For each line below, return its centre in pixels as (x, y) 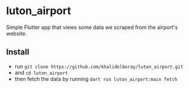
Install (18, 52)
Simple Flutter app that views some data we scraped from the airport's (92, 27)
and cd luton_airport (41, 73)
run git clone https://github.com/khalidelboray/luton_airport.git (99, 66)
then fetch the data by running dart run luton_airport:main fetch (96, 79)
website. (17, 33)
